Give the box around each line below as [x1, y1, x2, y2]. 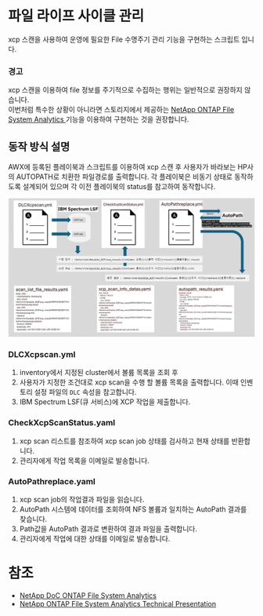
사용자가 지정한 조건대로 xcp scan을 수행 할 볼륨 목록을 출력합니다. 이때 [19, 377, 239, 387]
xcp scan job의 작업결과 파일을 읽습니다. [19, 494, 145, 504]
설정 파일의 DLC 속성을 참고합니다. [34, 388, 137, 397]
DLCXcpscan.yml [8, 348, 76, 359]
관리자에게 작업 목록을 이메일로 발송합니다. [19, 456, 150, 465]
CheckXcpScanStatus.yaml [8, 417, 116, 428]
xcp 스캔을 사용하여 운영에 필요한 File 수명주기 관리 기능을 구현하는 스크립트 [8, 35, 240, 44]
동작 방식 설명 [8, 140, 70, 153]
